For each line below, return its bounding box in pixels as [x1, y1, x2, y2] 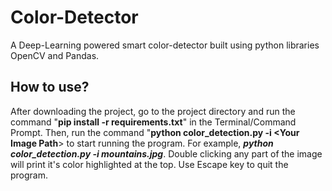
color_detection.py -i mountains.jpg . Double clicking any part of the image [10, 147, 323, 160]
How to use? [10, 79, 90, 96]
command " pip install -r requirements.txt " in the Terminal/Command [10, 116, 297, 128]
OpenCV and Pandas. [10, 49, 100, 61]
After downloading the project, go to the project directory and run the [10, 105, 296, 117]
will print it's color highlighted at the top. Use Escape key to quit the [10, 158, 289, 170]
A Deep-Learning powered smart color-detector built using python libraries [10, 39, 320, 51]
